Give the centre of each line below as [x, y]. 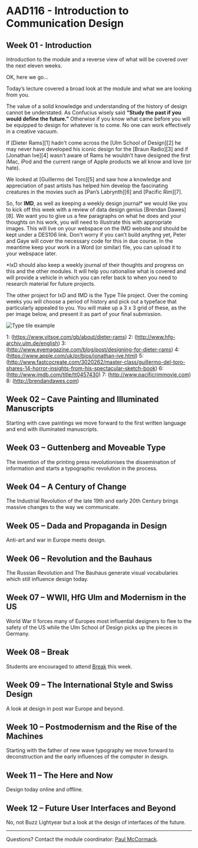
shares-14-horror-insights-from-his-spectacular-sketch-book [81, 368]
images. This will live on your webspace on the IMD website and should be [97, 228]
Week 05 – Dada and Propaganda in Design [87, 526]
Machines [25, 736]
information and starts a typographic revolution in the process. [82, 468]
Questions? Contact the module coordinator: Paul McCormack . [82, 839]
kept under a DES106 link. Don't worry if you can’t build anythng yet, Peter [96, 235]
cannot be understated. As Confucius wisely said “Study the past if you [94, 112]
